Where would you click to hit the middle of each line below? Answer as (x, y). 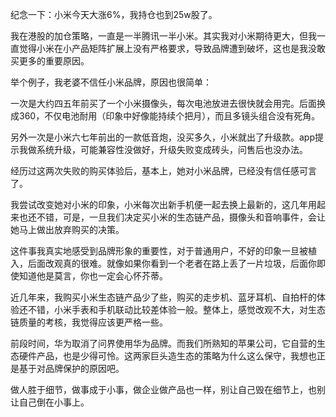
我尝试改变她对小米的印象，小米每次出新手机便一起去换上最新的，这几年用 (163, 204)
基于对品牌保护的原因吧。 (71, 368)
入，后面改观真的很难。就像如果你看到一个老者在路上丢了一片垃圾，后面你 (163, 263)
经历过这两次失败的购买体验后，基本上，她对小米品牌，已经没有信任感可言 (163, 171)
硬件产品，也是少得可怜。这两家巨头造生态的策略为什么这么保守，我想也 (167, 356)
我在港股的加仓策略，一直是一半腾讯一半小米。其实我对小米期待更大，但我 (163, 36)
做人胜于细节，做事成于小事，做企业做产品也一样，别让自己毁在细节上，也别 (168, 389)
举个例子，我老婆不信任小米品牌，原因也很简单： (111, 82)
